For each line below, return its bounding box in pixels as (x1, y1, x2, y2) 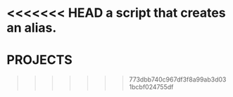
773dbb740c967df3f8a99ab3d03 (129, 75, 227, 84)
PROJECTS (6, 52, 73, 68)
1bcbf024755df (129, 83, 174, 91)
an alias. (6, 20, 57, 36)
